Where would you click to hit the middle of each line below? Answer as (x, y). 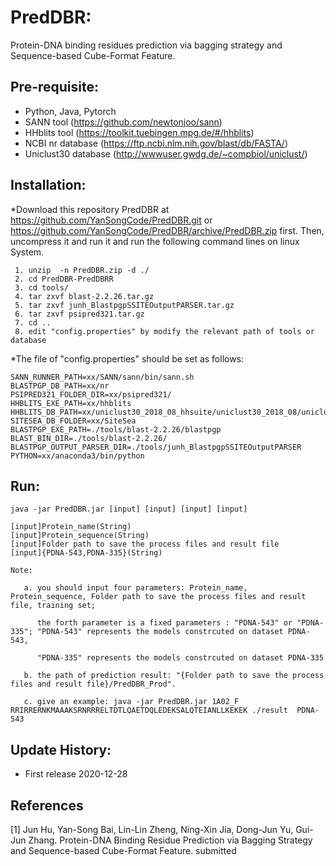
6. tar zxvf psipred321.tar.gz (79, 314)
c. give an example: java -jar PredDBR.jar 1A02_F (131, 702)
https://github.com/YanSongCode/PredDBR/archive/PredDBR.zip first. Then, (167, 230)
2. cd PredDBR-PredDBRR (64, 279)
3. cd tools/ (42, 287)
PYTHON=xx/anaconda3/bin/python (77, 456)
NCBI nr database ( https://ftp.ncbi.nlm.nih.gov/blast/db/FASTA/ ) (156, 143)
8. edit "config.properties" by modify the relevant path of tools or (164, 331)
